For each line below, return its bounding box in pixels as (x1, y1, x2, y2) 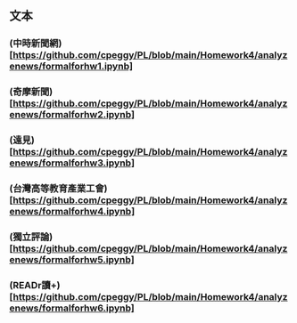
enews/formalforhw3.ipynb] (9, 157, 136, 169)
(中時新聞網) (9, 37, 62, 50)
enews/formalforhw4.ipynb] (9, 206, 136, 218)
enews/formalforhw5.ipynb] (9, 254, 136, 265)
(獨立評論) (9, 230, 54, 243)
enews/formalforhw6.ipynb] (9, 302, 136, 314)
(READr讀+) (9, 279, 61, 291)
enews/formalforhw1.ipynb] (9, 61, 134, 73)
